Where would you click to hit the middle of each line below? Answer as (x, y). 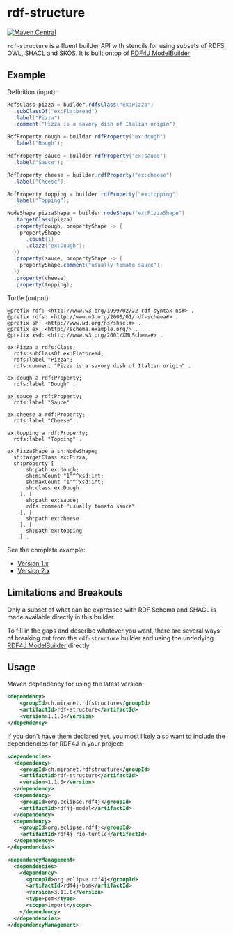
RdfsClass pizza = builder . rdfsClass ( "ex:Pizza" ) (81, 105)
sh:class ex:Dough (52, 488)
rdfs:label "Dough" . (45, 384)
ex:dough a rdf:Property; (45, 378)
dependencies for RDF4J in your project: (65, 743)
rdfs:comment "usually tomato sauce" (80, 506)
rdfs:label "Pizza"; (43, 360)
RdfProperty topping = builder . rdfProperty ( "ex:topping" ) (93, 194)
